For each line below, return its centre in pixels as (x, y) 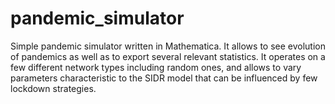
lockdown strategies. (53, 88)
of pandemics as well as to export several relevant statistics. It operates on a (168, 56)
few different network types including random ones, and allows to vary (156, 67)
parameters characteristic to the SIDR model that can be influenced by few (164, 78)
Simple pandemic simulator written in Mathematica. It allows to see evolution (168, 46)
